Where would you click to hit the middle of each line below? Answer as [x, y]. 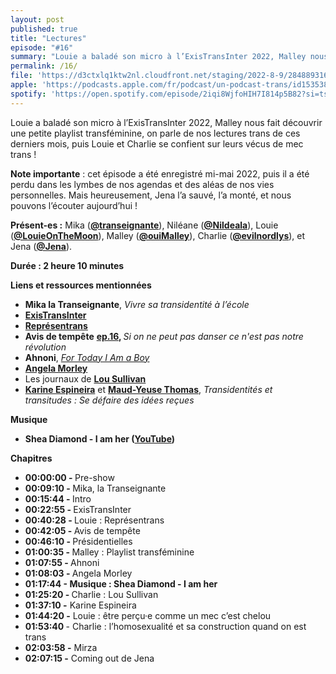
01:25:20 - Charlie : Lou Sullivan [91, 594]
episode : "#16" [42, 47]
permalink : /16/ [44, 66]
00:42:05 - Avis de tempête [82, 530]
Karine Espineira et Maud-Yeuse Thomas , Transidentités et [148, 389]
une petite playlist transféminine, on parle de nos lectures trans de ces [155, 133]
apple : [24, 85]
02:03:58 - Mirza [61, 647]
